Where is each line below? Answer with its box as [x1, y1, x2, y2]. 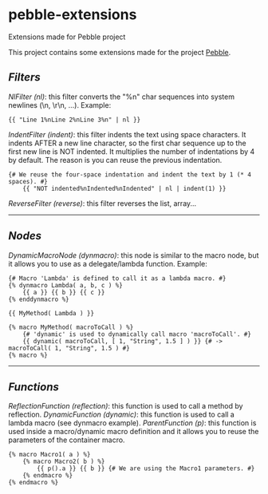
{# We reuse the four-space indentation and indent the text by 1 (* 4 [8, 170, 251, 179]
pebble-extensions [8, 6, 137, 24]
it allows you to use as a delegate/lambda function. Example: [8, 259, 207, 268]
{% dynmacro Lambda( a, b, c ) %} [8, 281, 124, 289]
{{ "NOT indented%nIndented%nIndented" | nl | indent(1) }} [22, 184, 227, 192]
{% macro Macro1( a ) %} [8, 451, 91, 459]
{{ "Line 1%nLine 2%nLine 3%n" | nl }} [8, 116, 141, 124]
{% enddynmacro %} [8, 295, 69, 303]
